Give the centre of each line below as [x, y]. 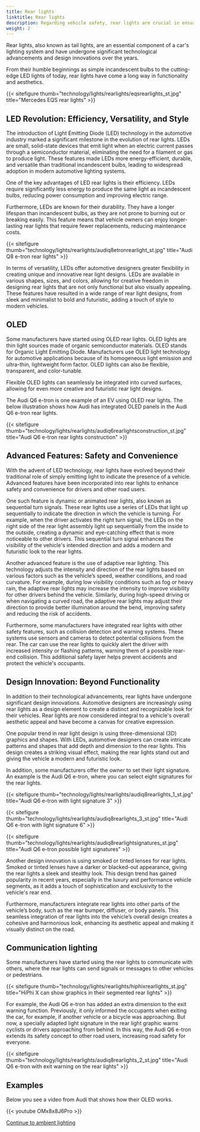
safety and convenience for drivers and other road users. [76, 489]
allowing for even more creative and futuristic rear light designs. [85, 389]
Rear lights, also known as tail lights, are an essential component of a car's [98, 45]
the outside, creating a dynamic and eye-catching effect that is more [90, 532]
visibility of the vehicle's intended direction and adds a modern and [89, 545]
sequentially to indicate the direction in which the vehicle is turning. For [93, 513]
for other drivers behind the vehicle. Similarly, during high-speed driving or [98, 594]
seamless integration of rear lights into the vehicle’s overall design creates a [99, 916]
